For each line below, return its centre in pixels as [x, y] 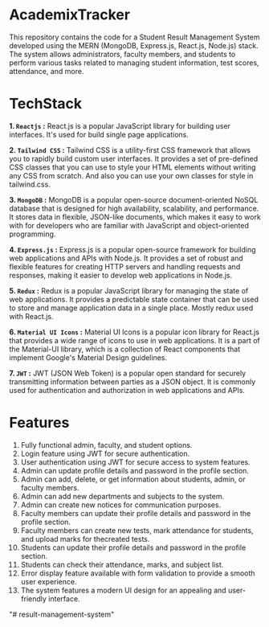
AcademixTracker [70, 15]
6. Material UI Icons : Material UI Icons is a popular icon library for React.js [134, 332]
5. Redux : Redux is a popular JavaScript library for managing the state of [129, 290]
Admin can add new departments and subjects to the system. [122, 496]
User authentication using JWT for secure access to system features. [136, 462]
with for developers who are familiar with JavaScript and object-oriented [129, 225]
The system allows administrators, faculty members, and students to [122, 54]
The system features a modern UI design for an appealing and [124, 590]
